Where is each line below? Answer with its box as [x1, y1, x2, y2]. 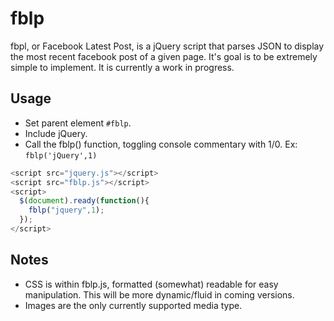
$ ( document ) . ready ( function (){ [19, 196, 150, 206]
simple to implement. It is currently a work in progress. [10, 61, 235, 73]
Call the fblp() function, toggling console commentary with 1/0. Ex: [24, 138, 298, 150]
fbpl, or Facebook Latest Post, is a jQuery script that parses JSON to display [10, 40, 325, 52]
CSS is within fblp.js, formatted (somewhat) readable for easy [24, 278, 279, 290]
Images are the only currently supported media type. [24, 299, 243, 311]
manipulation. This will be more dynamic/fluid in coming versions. [24, 288, 295, 301]
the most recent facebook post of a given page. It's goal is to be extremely [10, 50, 318, 62]
